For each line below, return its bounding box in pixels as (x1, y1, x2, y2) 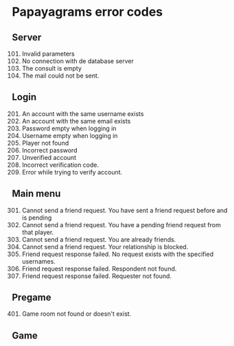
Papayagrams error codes (12, 4, 163, 20)
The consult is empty (21, 65, 82, 72)
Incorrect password (21, 146, 78, 154)
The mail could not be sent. (21, 71, 100, 80)
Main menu (12, 188, 61, 200)
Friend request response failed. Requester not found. (21, 272, 172, 280)
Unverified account (21, 153, 77, 161)
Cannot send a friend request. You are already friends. (21, 235, 176, 244)
